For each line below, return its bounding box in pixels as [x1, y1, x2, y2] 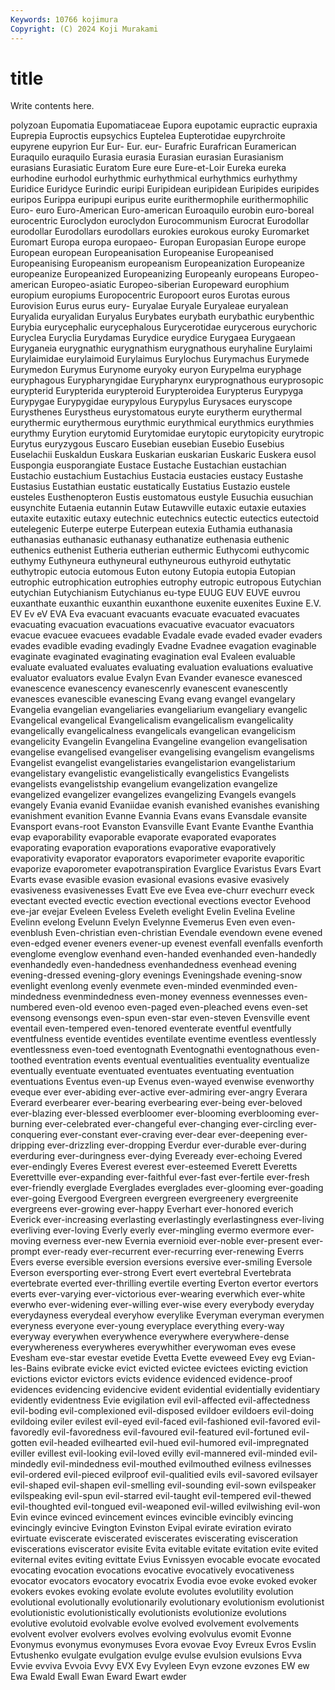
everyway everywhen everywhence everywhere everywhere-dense [10, 1331, 290, 1343]
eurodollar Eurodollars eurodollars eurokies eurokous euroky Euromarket [10, 226, 310, 238]
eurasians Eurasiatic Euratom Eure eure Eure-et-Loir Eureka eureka [10, 162, 287, 174]
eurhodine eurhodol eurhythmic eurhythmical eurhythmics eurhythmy [10, 172, 298, 185]
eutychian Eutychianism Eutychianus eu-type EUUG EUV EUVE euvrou [10, 587, 301, 599]
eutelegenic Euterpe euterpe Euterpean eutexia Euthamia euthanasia [10, 523, 293, 535]
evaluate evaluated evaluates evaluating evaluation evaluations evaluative [10, 661, 314, 673]
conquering [10, 1129, 58, 1141]
